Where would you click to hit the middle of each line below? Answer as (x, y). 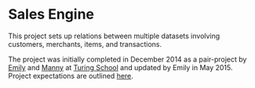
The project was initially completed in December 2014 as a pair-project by (127, 59)
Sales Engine (51, 14)
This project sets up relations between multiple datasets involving (114, 36)
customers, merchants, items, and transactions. (85, 44)
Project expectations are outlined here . (71, 76)
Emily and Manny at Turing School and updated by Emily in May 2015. (120, 67)
